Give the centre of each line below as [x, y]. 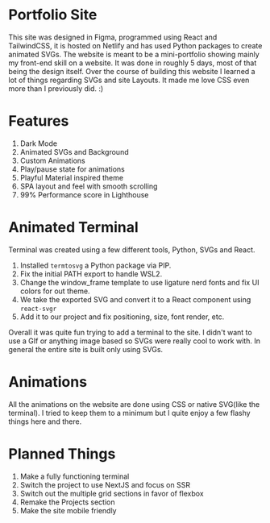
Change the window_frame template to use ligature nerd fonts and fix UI [139, 282]
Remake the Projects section [67, 502]
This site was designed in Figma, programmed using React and [113, 37]
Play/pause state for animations [72, 169]
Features [39, 121]
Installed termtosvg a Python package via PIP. [96, 265]
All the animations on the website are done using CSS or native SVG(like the [134, 404]
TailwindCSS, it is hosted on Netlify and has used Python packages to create [135, 45]
